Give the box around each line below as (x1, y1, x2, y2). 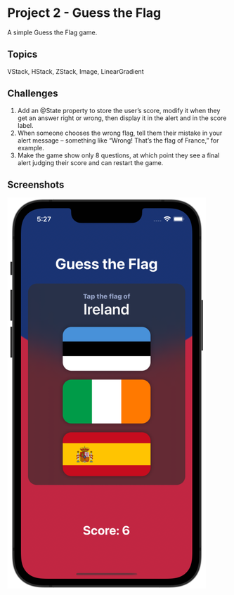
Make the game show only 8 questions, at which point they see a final (17, 151, 220, 159)
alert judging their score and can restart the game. (17, 158, 164, 166)
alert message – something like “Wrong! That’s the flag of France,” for (17, 136, 219, 145)
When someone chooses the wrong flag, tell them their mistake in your (17, 129, 223, 137)
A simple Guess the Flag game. (7, 28, 98, 37)
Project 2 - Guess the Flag (7, 5, 162, 21)
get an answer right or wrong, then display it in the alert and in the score (17, 114, 227, 122)
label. (17, 121, 34, 129)
